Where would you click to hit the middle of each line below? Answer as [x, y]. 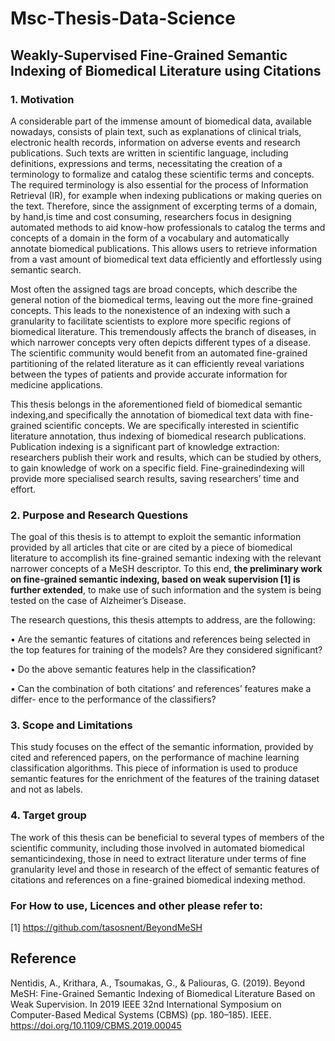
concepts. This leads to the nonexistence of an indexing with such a [150, 310]
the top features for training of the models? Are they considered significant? [166, 650]
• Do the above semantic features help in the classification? [133, 669]
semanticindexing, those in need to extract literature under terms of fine [158, 858]
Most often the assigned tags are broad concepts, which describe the [154, 289]
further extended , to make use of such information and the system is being [166, 590]
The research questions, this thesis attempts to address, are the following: [163, 620]
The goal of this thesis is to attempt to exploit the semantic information [156, 537]
